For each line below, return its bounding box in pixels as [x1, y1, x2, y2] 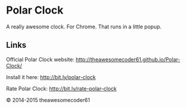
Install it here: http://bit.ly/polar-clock [6, 73, 96, 80]
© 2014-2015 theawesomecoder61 [6, 96, 90, 103]
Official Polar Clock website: [6, 55, 75, 63]
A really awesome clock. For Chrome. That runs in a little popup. [6, 23, 162, 30]
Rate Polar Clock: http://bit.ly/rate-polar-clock [6, 85, 117, 92]
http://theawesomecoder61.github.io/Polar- [75, 55, 181, 63]
